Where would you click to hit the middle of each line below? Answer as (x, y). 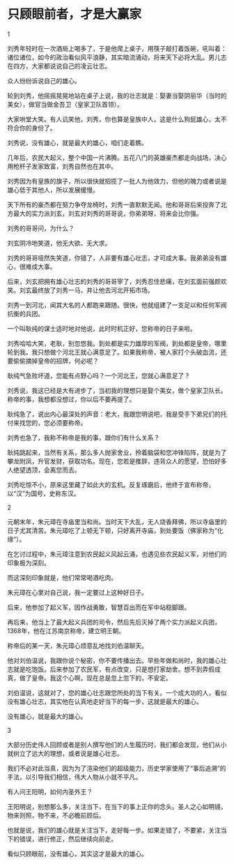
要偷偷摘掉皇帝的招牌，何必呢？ (53, 361)
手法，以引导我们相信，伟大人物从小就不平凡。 (74, 777)
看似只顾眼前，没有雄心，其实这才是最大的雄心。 (77, 854)
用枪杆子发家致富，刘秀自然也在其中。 (62, 166)
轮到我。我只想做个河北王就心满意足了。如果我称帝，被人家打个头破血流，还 (117, 352)
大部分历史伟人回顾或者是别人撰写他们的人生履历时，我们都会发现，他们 (111, 745)
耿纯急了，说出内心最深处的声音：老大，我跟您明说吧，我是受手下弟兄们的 (114, 414)
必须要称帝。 (68, 422)
